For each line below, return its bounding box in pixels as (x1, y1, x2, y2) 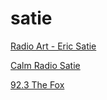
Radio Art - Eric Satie (10, 40, 97, 52)
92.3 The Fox (10, 78, 65, 91)
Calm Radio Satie (10, 59, 81, 71)
